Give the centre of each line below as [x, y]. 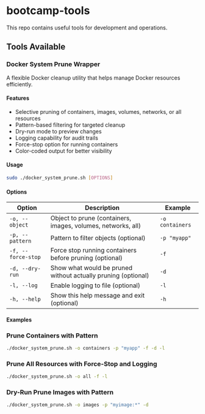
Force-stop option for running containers [67, 144]
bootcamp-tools [48, 11]
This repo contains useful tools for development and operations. [87, 28]
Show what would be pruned [92, 268]
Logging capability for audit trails [57, 138]
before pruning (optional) [87, 258]
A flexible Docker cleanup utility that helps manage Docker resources [93, 78]
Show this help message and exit [98, 296]
